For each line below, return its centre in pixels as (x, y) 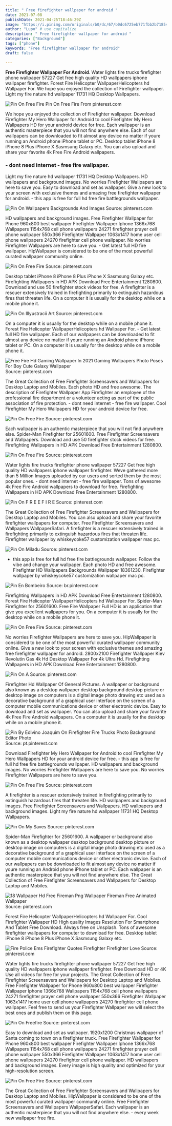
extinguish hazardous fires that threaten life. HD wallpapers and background (86, 800)
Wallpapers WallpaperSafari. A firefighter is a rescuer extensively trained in (84, 528)
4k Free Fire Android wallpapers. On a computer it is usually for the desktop (85, 717)
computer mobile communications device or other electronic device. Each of (86, 858)
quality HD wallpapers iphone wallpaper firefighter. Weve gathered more (82, 470)
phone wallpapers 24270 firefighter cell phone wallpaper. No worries (78, 240)
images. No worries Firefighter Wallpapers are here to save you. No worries (85, 769)
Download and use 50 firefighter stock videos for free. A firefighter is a (80, 287)
